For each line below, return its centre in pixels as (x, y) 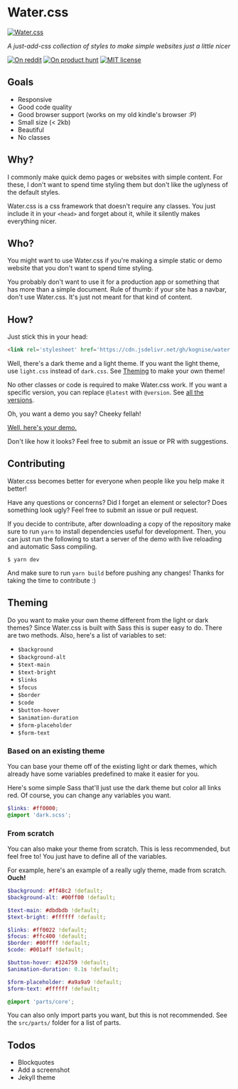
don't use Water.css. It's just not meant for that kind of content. (100, 297)
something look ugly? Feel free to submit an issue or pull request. (103, 510)
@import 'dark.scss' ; (39, 815)
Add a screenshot (44, 1070)
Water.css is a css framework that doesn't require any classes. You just (112, 206)
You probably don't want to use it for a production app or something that (113, 282)
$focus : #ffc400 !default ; (47, 936)
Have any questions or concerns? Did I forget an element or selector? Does (117, 502)
